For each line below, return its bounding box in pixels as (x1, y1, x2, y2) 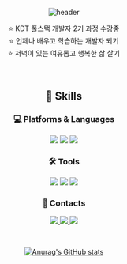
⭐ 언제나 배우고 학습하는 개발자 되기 (9, 36, 119, 45)
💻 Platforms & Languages (13, 114, 115, 125)
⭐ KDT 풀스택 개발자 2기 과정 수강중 (8, 24, 120, 33)
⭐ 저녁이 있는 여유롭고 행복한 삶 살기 (7, 48, 121, 58)
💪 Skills (45, 89, 83, 103)
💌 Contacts (42, 198, 86, 209)
